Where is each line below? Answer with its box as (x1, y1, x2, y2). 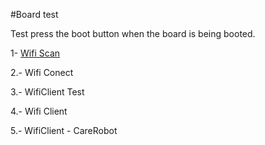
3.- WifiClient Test (10, 86, 85, 98)
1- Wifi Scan (10, 47, 61, 59)
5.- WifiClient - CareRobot (10, 125, 118, 136)
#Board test (10, 9, 59, 20)
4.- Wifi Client (10, 105, 68, 117)
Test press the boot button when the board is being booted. (10, 28, 256, 39)
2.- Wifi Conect (10, 67, 74, 78)
